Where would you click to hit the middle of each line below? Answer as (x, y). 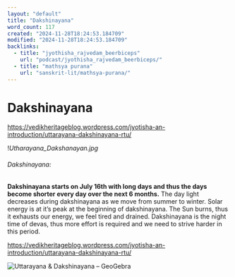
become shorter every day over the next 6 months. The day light (103, 194)
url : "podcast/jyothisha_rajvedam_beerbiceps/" (91, 60)
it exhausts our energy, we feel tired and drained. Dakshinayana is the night (117, 216)
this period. (24, 231)
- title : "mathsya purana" (53, 66)
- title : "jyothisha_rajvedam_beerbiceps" (77, 54)
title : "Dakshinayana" (41, 20)
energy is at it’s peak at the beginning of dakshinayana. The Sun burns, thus (117, 209)
